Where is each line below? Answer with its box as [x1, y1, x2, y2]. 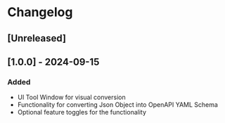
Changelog [7, 4, 73, 20]
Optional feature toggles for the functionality [17, 108, 146, 117]
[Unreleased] [7, 32, 67, 44]
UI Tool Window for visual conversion [17, 93, 126, 102]
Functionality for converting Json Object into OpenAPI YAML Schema [17, 101, 218, 109]
